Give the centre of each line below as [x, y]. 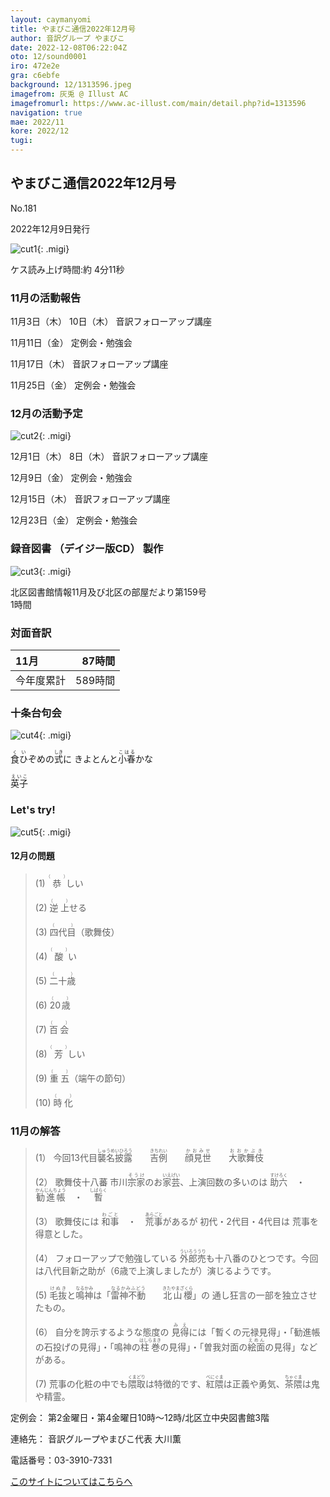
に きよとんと [90, 759]
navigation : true [46, 112]
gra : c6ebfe [35, 76]
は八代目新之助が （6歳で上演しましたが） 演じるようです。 [155, 1271]
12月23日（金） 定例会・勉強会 [74, 520]
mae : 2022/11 [37, 122]
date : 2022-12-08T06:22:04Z [69, 47]
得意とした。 [61, 1234]
